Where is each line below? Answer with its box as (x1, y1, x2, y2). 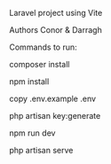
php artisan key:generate (9, 111, 101, 121)
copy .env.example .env (9, 93, 96, 104)
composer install (9, 59, 70, 69)
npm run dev (9, 128, 56, 138)
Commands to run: (9, 42, 77, 52)
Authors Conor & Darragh (9, 25, 102, 35)
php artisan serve (9, 145, 74, 155)
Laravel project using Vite (9, 8, 103, 18)
